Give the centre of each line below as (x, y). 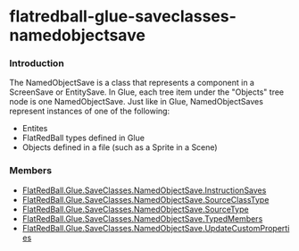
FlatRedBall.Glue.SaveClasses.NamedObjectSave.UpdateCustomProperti (156, 228)
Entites (35, 129)
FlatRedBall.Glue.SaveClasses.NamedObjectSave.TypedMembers (142, 218)
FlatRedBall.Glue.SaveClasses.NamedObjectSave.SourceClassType (145, 199)
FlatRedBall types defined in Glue (83, 138)
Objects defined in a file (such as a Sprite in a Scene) (120, 147)
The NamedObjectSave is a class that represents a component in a (132, 83)
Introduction (37, 63)
